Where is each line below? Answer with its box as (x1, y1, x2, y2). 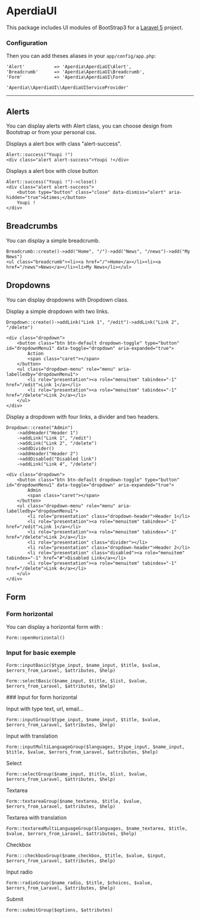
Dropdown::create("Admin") (6, 424, 73, 430)
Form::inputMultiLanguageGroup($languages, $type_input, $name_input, (6, 744, 185, 750)
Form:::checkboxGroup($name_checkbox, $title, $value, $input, (6, 852, 167, 859)
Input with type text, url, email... (6, 705, 84, 712)
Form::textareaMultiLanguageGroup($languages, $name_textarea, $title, (6, 825, 187, 831)
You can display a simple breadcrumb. (6, 237, 100, 244)
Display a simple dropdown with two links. (6, 308, 110, 315)
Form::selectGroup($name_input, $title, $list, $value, (6, 771, 148, 777)
